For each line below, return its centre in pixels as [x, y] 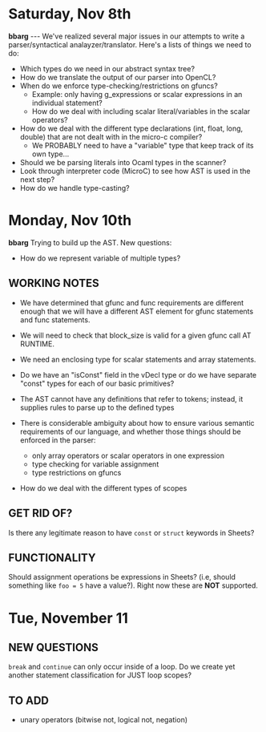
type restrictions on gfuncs [77, 472]
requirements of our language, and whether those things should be [131, 431]
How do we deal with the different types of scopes [103, 488]
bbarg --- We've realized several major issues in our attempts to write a [127, 36]
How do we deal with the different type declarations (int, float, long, [131, 128]
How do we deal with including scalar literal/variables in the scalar [141, 111]
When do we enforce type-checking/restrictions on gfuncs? [119, 86]
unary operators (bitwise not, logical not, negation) [104, 720]
